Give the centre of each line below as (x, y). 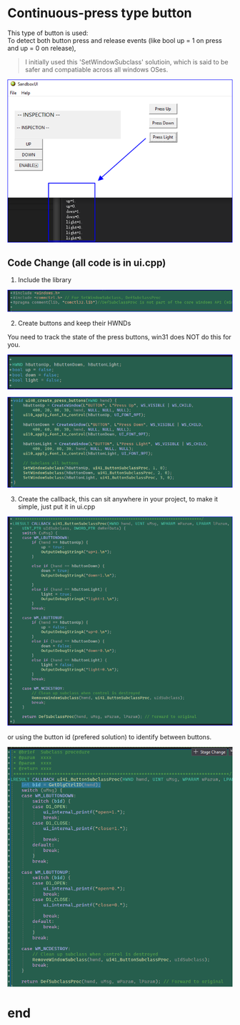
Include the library (44, 280)
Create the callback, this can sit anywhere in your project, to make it (118, 499)
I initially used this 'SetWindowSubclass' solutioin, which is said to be (126, 61)
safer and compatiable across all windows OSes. (96, 69)
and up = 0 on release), (42, 48)
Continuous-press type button (100, 13)
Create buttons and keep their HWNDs (74, 324)
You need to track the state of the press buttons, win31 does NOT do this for (120, 337)
